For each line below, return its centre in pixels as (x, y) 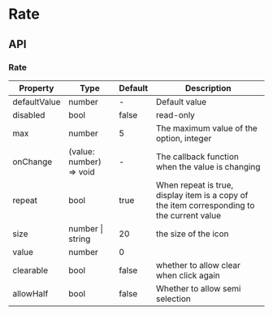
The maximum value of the (206, 128)
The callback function (197, 157)
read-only (175, 114)
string (80, 239)
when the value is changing (208, 166)
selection (173, 299)
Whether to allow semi (198, 288)
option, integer (184, 138)
